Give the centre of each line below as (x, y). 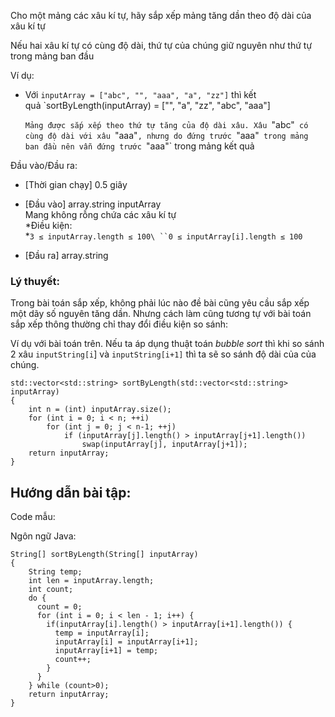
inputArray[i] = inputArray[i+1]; (126, 642)
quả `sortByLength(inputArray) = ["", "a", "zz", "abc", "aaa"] (147, 105)
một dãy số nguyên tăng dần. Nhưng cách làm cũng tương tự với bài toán (161, 314)
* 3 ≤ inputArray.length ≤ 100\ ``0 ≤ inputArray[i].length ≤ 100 (163, 236)
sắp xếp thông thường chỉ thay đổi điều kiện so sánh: (119, 324)
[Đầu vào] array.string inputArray (93, 204)
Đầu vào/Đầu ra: (44, 165)
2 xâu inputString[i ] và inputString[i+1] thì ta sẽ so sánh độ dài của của (163, 354)
